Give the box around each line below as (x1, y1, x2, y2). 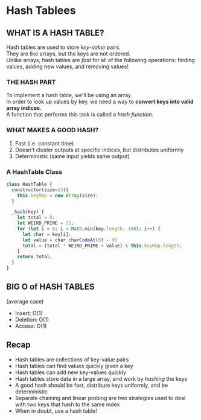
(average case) (6, 297, 44, 305)
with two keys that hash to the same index (14, 401, 120, 408)
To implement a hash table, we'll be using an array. (6, 92, 133, 99)
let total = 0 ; (17, 215, 56, 221)
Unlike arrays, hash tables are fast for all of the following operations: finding (6, 57, 195, 63)
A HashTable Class (6, 167, 62, 176)
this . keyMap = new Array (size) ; (17, 192, 98, 199)
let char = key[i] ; (22, 231, 71, 237)
